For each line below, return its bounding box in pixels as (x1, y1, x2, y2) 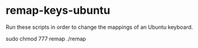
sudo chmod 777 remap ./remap (5, 35, 86, 42)
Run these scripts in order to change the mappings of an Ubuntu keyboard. (5, 23, 193, 31)
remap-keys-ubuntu (5, 4, 111, 17)
